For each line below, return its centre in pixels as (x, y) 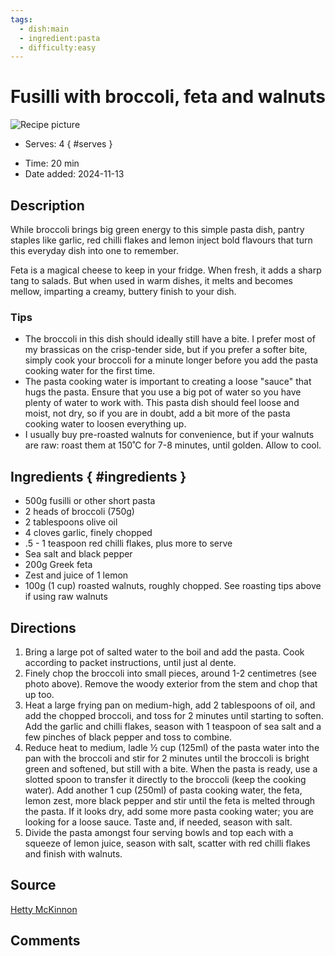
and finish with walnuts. (73, 853)
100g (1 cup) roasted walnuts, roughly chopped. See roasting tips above (173, 586)
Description (47, 205)
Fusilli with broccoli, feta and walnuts (168, 97)
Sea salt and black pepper (78, 554)
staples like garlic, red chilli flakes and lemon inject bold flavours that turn (161, 240)
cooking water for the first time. (90, 371)
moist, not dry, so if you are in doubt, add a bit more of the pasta (157, 413)
